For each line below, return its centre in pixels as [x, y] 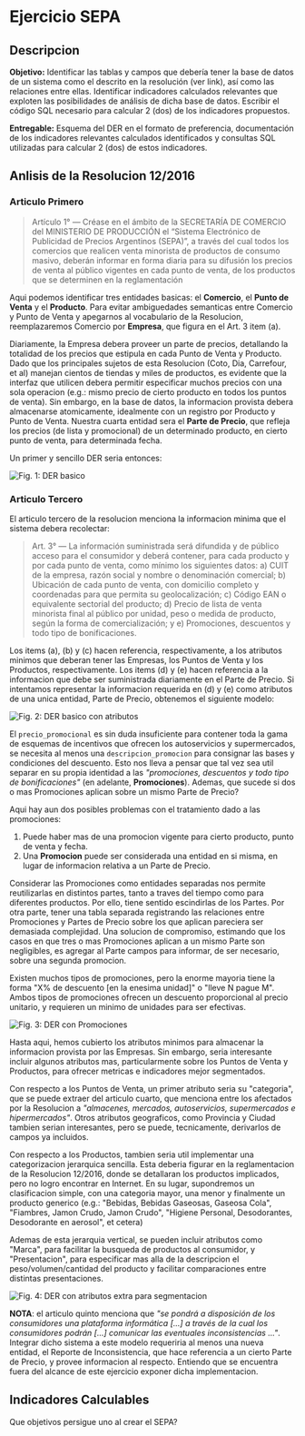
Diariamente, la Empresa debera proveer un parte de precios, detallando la [149, 343]
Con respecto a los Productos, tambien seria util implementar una [132, 1154]
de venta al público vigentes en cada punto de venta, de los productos [163, 270]
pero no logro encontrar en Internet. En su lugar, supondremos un [132, 1183]
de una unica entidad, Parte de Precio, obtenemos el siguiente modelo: [142, 698]
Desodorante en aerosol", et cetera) [76, 1222]
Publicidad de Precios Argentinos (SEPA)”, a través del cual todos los [160, 241]
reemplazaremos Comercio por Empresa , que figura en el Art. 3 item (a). [145, 326]
